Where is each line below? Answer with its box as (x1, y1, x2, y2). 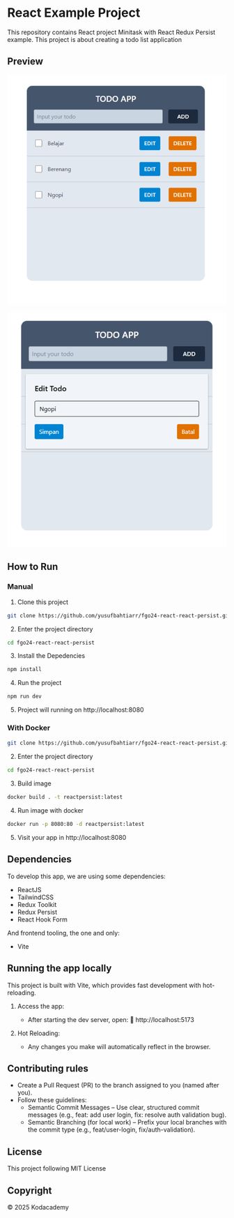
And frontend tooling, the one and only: (7, 928, 120, 937)
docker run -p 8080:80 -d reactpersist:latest (7, 821, 145, 828)
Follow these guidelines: (17, 1096, 87, 1104)
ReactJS (17, 885, 42, 894)
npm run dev (7, 693, 42, 700)
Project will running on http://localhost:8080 (17, 706, 144, 714)
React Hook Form (17, 915, 68, 924)
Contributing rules (7, 1062, 89, 1074)
